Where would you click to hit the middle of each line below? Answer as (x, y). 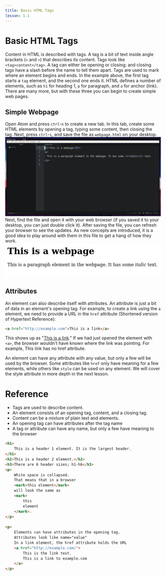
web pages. (17, 96)
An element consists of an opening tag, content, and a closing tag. (80, 413)
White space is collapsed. (42, 475)
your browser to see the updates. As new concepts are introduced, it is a (79, 230)
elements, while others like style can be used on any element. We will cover (83, 369)
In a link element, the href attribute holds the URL (70, 543)
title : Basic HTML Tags (30, 10)
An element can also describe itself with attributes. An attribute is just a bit (81, 303)
